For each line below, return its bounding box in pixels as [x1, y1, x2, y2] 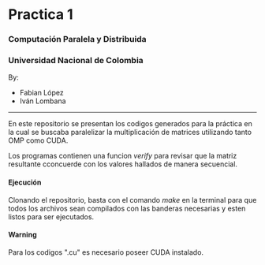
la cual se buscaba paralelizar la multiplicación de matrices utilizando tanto [8, 128, 252, 137]
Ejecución [8, 177, 42, 187]
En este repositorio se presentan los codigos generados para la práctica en [8, 119, 252, 129]
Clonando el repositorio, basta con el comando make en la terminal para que [8, 195, 257, 204]
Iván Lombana [19, 96, 66, 106]
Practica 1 [8, 6, 73, 24]
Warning [8, 230, 37, 240]
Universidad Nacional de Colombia [8, 55, 144, 66]
